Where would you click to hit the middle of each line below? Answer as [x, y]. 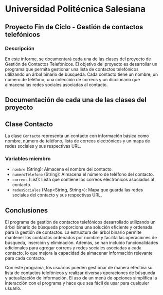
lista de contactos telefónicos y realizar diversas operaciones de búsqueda [80, 273]
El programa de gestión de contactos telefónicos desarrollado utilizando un [80, 222]
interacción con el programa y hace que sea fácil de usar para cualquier [77, 283]
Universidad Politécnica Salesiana [75, 9]
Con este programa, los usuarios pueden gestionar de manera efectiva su [79, 268]
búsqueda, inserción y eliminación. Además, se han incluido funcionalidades [81, 243]
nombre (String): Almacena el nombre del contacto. [62, 169]
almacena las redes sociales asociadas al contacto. [56, 85]
